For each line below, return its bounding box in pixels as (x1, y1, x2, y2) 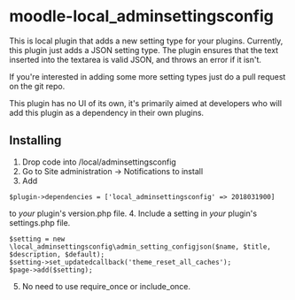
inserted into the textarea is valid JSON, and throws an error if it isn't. (9, 54, 262, 65)
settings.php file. (9, 217, 71, 227)
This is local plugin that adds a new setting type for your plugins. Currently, (9, 35, 283, 46)
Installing (9, 133, 62, 148)
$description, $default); (9, 250, 105, 258)
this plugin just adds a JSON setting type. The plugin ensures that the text (9, 44, 279, 55)
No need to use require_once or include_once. (21, 281, 191, 291)
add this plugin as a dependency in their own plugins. (9, 107, 205, 118)
